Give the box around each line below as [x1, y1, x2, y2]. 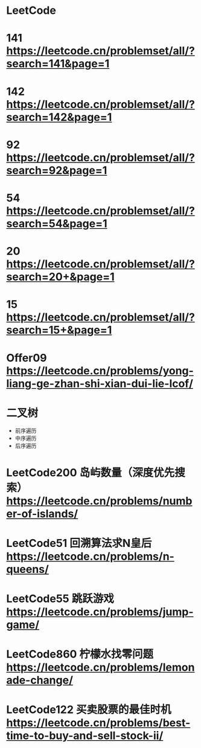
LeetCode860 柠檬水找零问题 [6, 647, 154, 661]
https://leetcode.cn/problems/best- [6, 716, 191, 730]
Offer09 [6, 351, 47, 365]
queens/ [6, 562, 49, 576]
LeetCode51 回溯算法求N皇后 [6, 536, 152, 550]
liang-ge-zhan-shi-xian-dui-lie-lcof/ [6, 377, 193, 390]
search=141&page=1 [6, 57, 110, 71]
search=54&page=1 [6, 217, 107, 230]
